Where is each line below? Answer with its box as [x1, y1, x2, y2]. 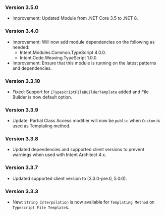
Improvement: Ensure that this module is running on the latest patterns [12, 60, 157, 66]
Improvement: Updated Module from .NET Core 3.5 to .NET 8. [12, 15, 138, 21]
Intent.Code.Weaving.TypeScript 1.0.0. [19, 54, 98, 60]
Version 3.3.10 [5, 77, 41, 84]
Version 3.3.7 [5, 164, 38, 171]
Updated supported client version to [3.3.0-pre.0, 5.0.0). [12, 175, 127, 181]
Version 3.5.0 [5, 4, 39, 11]
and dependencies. [12, 65, 52, 71]
